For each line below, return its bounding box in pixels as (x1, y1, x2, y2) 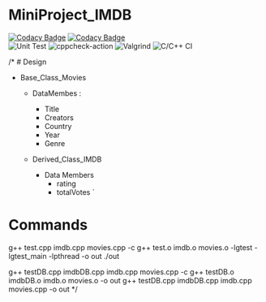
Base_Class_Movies (19, 72, 87, 82)
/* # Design (8, 57, 47, 67)
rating (56, 179, 77, 188)
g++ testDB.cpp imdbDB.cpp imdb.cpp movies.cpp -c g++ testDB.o (8, 266, 235, 277)
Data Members (44, 170, 95, 179)
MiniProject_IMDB (8, 6, 132, 24)
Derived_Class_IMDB (32, 154, 102, 164)
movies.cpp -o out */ (8, 284, 79, 294)
